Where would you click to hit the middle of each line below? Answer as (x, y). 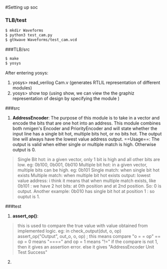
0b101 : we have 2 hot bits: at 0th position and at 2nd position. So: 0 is (89, 186)
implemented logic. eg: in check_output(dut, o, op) (69, 231)
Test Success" (32, 252)
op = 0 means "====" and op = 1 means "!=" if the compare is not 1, (88, 241)
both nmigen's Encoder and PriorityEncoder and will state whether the (85, 128)
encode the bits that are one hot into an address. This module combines (86, 123)
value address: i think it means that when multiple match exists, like (87, 180)
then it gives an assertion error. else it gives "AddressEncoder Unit (86, 246)
